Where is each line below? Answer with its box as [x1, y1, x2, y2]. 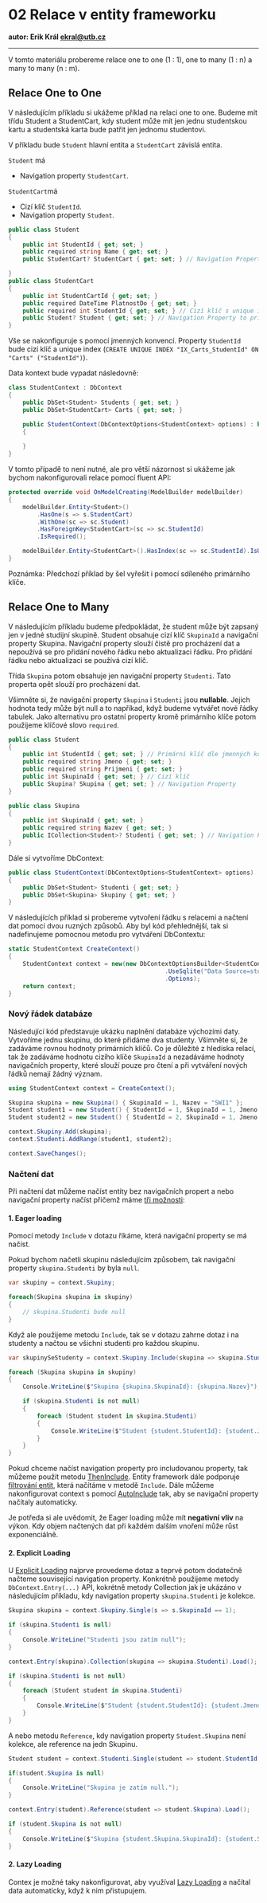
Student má [8, 155, 46, 165]
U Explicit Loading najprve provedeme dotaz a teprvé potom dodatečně [8, 1566, 242, 1575]
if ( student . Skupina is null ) [8, 1769, 105, 1777]
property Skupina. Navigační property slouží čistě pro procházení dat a [8, 638, 241, 648]
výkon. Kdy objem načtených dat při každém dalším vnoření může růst [8, 1521, 238, 1531]
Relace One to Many [8, 600, 110, 614]
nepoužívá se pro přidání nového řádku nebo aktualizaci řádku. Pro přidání [8, 647, 253, 657]
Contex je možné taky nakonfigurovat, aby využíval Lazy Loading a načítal [8, 1877, 251, 1886]
